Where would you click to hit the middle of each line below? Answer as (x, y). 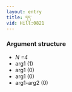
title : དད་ (19, 17)
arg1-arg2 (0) (31, 82)
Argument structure (36, 44)
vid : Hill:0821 (25, 23)
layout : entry (24, 12)
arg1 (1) (24, 63)
